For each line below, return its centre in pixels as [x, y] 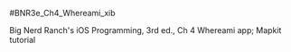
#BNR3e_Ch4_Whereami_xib [62, 13]
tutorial [23, 40]
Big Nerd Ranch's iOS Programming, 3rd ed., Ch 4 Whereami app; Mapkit [145, 30]
